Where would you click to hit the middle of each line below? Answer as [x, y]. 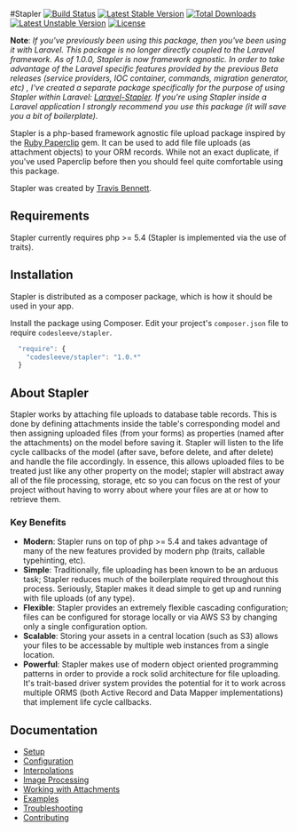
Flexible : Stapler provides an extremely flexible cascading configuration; [156, 608]
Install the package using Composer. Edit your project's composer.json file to [149, 323]
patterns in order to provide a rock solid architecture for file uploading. [152, 674]
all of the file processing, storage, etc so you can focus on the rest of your [145, 481]
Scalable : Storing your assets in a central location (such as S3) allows [150, 636]
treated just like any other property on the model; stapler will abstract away [147, 471]
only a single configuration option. [86, 627]
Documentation [54, 730]
